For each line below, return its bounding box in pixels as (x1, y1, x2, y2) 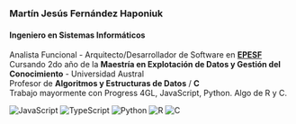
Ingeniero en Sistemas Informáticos (9, 30, 146, 40)
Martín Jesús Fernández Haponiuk (9, 7, 164, 20)
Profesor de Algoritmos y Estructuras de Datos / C (9, 78, 200, 89)
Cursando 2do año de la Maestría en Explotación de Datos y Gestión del (9, 59, 282, 70)
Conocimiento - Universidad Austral (9, 68, 145, 79)
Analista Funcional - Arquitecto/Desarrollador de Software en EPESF (9, 49, 263, 60)
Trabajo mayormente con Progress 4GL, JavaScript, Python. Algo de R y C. (9, 88, 288, 99)
